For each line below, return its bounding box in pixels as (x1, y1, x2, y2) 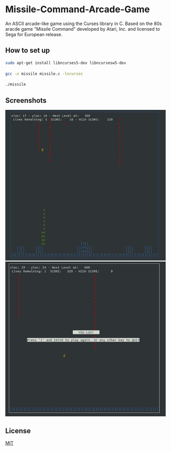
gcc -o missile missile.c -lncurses (5, 71, 83, 76)
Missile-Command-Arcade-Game (5, 4, 150, 15)
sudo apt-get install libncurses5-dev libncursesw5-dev (5, 60, 126, 65)
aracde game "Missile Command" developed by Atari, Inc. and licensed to (5, 26, 160, 32)
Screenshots (5, 96, 47, 105)
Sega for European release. (5, 31, 63, 37)
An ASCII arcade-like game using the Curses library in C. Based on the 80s (5, 20, 162, 27)
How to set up (5, 46, 50, 55)
